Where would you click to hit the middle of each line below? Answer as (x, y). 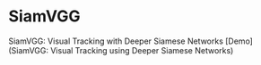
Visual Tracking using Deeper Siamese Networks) (142, 50)
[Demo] (239, 41)
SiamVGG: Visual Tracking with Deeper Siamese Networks (116, 41)
